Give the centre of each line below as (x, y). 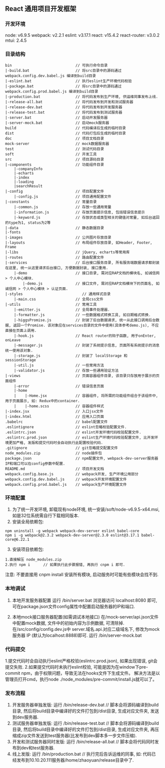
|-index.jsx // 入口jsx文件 (54, 411)
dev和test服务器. (38, 748)
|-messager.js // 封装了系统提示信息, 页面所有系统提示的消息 (87, 345)
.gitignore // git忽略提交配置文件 (62, 448)
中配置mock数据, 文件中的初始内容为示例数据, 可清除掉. (68, 623)
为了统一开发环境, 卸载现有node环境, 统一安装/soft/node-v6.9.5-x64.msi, (86, 509)
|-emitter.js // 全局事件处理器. (62, 310)
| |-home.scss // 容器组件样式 (59, 406)
